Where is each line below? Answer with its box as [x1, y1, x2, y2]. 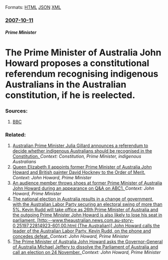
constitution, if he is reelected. [5, 89, 135, 101]
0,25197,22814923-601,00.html [12, 223, 77, 229]
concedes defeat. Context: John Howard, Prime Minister [12, 233, 129, 239]
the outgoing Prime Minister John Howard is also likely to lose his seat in [12, 212, 162, 218]
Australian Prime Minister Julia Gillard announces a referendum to [12, 143, 148, 149]
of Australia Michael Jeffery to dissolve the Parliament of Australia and [12, 244, 158, 250]
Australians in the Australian [5, 79, 126, 90]
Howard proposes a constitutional [5, 57, 149, 69]
